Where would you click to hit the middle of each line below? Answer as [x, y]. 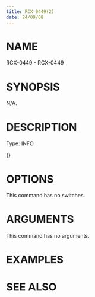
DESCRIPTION [42, 127]
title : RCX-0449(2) [30, 12]
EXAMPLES [35, 260]
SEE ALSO [31, 287]
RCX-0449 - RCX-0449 [35, 63]
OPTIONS [30, 179]
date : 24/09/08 [25, 17]
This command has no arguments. [48, 236]
